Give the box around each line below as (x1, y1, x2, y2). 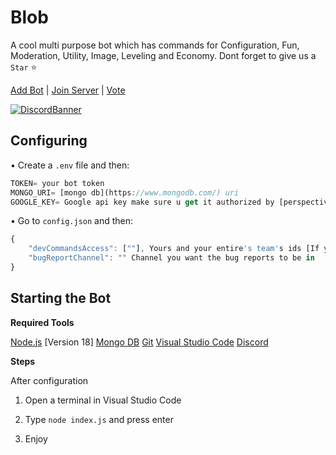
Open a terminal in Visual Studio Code (24, 394, 182, 406)
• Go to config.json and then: (10, 215, 134, 227)
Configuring (10, 132, 88, 150)
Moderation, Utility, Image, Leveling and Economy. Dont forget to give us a (10, 49, 317, 61)
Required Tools (10, 316, 75, 328)
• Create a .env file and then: (10, 159, 130, 171)
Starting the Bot (10, 290, 112, 307)
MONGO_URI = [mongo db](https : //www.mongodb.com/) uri (10, 187, 240, 198)
